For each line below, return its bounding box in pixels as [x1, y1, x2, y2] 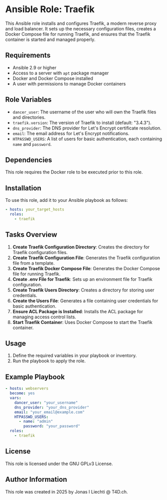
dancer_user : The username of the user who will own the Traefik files [12, 109, 156, 115]
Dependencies [5, 155, 52, 164]
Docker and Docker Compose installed [12, 75, 94, 81]
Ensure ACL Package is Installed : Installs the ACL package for [12, 308, 143, 314]
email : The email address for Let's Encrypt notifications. [12, 130, 130, 136]
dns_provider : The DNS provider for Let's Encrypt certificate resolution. [12, 125, 162, 131]
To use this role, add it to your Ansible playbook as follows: [5, 197, 128, 203]
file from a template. [12, 260, 55, 266]
